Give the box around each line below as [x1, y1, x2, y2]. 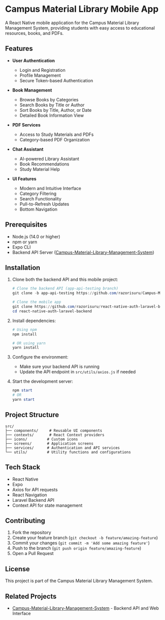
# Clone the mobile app [12, 299, 62, 305]
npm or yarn [12, 239, 37, 245]
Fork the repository [12, 529, 52, 535]
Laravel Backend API [12, 497, 55, 503]
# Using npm [12, 327, 37, 332]
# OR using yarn [12, 341, 46, 346]
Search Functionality [19, 196, 62, 201]
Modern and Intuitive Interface [19, 185, 81, 191]
